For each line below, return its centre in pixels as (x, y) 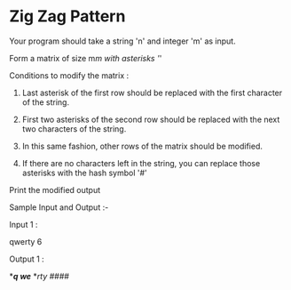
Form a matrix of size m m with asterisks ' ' (86, 58)
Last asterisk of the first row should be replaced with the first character (152, 93)
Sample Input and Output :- (59, 207)
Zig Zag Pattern (67, 16)
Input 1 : (24, 224)
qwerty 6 (26, 241)
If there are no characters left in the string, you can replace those (141, 163)
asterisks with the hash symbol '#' (85, 173)
